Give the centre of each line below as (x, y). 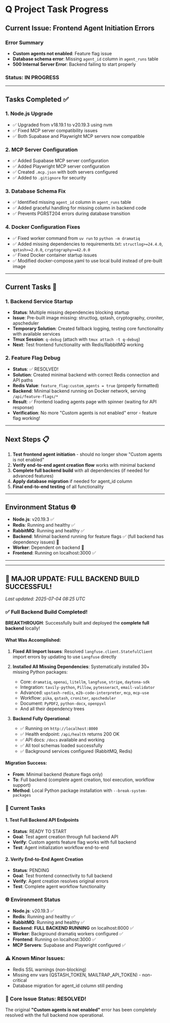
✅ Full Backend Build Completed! (46, 612)
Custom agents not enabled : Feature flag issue (62, 53)
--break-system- (130, 791)
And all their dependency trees (52, 709)
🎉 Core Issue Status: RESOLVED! (46, 999)
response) (23, 407)
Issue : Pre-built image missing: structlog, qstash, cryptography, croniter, (88, 318)
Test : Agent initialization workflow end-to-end (60, 847)
